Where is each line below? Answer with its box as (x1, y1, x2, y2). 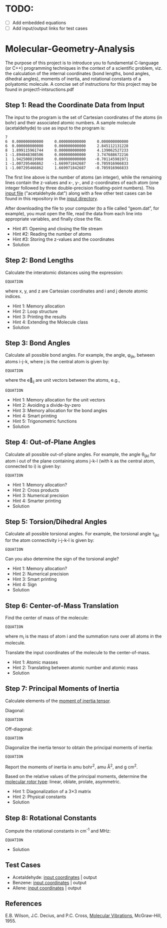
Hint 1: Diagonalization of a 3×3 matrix (12, 789, 91, 795)
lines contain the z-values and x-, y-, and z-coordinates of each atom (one (5, 179, 159, 186)
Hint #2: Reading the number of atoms (12, 231, 91, 237)
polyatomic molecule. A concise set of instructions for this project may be (5, 81, 157, 87)
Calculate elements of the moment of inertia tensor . (5, 698, 111, 704)
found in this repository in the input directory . (5, 195, 98, 201)
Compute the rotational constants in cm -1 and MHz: (5, 827, 111, 834)
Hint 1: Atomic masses (12, 659, 58, 665)
